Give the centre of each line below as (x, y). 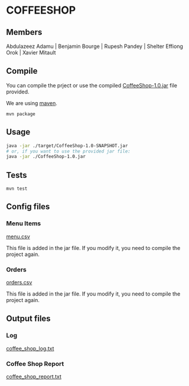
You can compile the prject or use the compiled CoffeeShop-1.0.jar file (92, 85)
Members (24, 32)
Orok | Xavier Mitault (31, 53)
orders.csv (19, 283)
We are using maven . (32, 103)
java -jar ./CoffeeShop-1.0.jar (46, 157)
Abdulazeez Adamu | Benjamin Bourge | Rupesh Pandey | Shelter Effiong (94, 46)
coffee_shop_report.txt (34, 377)
